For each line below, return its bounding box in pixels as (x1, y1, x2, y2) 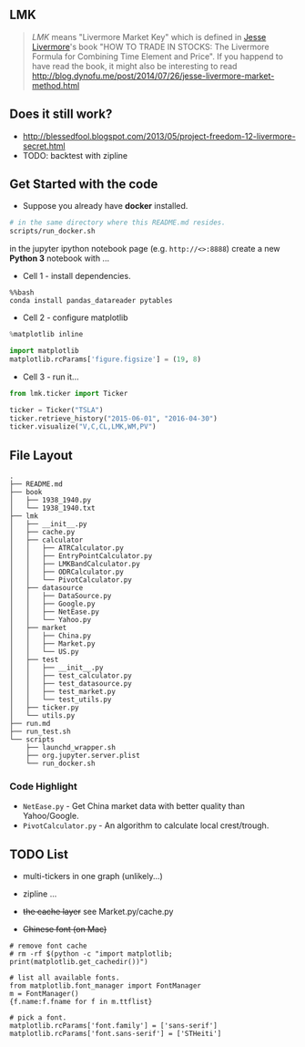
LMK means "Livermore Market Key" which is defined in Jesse (31, 31, 267, 42)
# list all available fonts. (9, 973, 120, 983)
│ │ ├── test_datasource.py (9, 679, 132, 689)
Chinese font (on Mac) (22, 924, 107, 935)
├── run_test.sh (9, 727, 71, 737)
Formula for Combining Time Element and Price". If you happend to (31, 50, 284, 62)
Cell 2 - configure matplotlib (22, 312, 128, 323)
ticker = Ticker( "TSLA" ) (9, 405, 104, 414)
